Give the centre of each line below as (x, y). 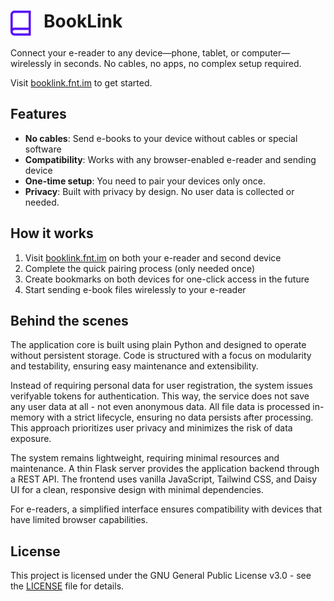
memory (27, 417)
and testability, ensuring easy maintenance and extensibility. (134, 366)
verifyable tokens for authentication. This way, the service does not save (160, 396)
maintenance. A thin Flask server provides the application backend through (165, 469)
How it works (52, 233)
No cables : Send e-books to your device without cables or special (161, 138)
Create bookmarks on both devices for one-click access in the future (167, 279)
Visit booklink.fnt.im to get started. (81, 82)
